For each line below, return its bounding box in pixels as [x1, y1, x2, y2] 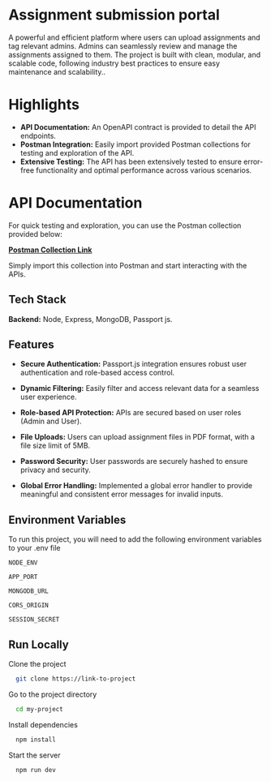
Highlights [8, 96, 80, 114]
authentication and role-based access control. [19, 367, 175, 378]
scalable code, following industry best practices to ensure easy [8, 58, 221, 68]
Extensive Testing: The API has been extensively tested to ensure [19, 157, 242, 166]
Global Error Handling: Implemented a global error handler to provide [19, 481, 253, 491]
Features [8, 338, 54, 352]
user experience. [19, 392, 77, 402]
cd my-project [15, 705, 63, 713]
